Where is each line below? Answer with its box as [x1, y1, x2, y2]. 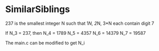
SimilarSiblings [5, 4, 70, 15]
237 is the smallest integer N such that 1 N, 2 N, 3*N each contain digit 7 [5, 20, 154, 26]
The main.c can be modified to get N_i [5, 39, 85, 46]
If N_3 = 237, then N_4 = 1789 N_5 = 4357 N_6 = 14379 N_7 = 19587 [5, 30, 146, 36]
